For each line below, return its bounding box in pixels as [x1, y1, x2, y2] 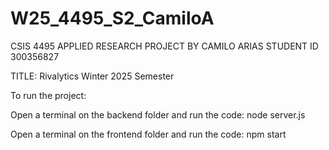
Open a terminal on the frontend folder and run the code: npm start [10, 128, 287, 140]
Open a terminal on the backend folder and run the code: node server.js [10, 108, 306, 121]
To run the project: [10, 89, 87, 101]
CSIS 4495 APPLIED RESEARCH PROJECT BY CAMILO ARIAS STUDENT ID [10, 40, 319, 52]
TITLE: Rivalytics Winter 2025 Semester [10, 70, 175, 82]
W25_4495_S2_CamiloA [10, 7, 215, 30]
